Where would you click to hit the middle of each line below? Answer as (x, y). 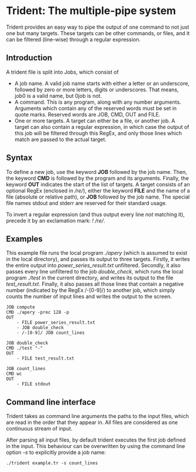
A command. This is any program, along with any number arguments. (98, 102)
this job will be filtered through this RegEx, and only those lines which (98, 133)
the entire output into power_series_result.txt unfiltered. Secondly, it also (93, 265)
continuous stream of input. (39, 429)
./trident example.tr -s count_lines (52, 463)
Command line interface (51, 402)
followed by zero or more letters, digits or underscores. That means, (97, 90)
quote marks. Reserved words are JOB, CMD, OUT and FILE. (87, 114)
